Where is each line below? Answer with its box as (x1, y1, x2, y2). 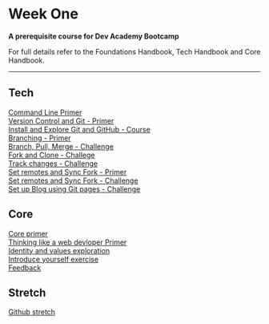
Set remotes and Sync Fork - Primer (8, 167, 127, 176)
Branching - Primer (8, 133, 71, 143)
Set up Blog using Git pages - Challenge (8, 184, 141, 193)
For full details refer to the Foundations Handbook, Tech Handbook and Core (8, 47, 261, 56)
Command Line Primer (8, 107, 82, 117)
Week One (8, 5, 78, 23)
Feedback (8, 262, 42, 273)
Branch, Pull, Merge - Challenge (8, 141, 114, 151)
